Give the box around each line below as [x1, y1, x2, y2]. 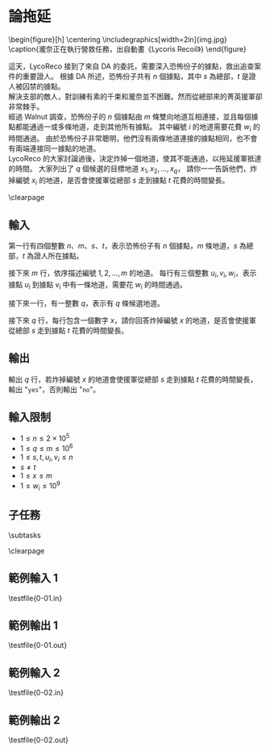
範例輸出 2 [8, 713, 60, 727]
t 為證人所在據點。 [23, 251, 84, 261]
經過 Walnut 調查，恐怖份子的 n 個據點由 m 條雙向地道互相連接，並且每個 [8, 111, 251, 121]
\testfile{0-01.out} [8, 641, 68, 650]
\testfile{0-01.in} [8, 593, 63, 603]
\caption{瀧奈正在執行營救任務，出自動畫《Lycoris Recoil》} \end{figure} [8, 44, 247, 53]
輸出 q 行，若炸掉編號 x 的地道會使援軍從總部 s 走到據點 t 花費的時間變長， [8, 374, 258, 384]
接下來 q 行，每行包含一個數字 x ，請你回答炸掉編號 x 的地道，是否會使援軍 [8, 315, 256, 325]
